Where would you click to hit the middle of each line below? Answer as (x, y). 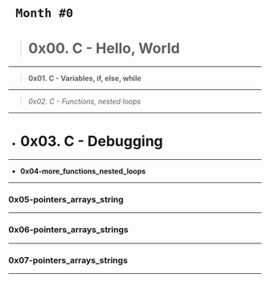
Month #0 (45, 13)
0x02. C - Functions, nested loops (84, 101)
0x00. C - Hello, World (104, 49)
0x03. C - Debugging (91, 141)
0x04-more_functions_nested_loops (83, 171)
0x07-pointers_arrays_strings (68, 260)
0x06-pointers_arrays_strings (68, 230)
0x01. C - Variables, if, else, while (85, 79)
